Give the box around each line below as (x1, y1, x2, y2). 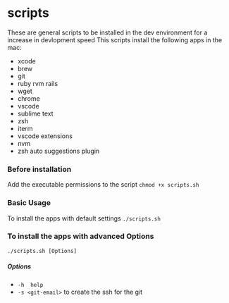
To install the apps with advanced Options (7, 231, 154, 241)
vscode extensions (17, 132, 73, 140)
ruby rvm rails (17, 79, 58, 87)
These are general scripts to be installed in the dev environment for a (7, 28, 208, 37)
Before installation (7, 164, 72, 174)
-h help (17, 281, 44, 288)
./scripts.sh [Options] (7, 247, 78, 254)
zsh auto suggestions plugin (17, 147, 100, 155)
